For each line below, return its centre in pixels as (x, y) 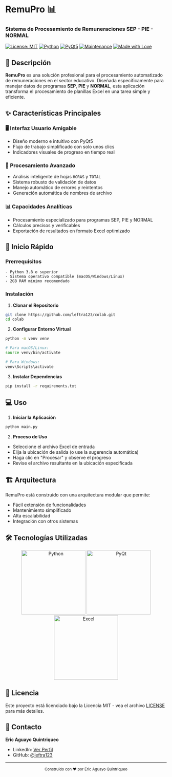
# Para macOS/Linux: (27, 348)
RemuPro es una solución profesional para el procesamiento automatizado (84, 75)
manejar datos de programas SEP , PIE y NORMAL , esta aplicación (75, 86)
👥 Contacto (24, 727)
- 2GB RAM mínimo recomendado (38, 281)
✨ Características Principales (53, 113)
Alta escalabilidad (31, 516)
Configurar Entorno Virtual (42, 329)
